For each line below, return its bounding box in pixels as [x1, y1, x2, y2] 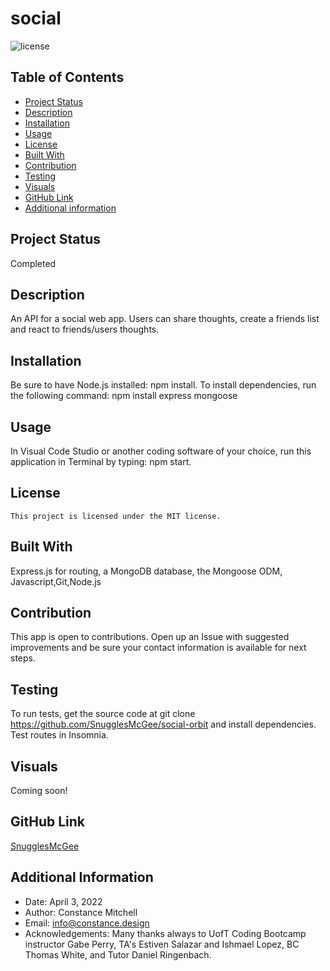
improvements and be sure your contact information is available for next [10, 642, 307, 654]
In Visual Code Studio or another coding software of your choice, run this [10, 445, 312, 457]
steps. [10, 652, 36, 664]
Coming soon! [10, 785, 68, 797]
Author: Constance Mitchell [24, 906, 138, 918]
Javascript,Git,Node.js [10, 575, 102, 587]
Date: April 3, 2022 [24, 895, 103, 907]
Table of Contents [10, 69, 125, 86]
